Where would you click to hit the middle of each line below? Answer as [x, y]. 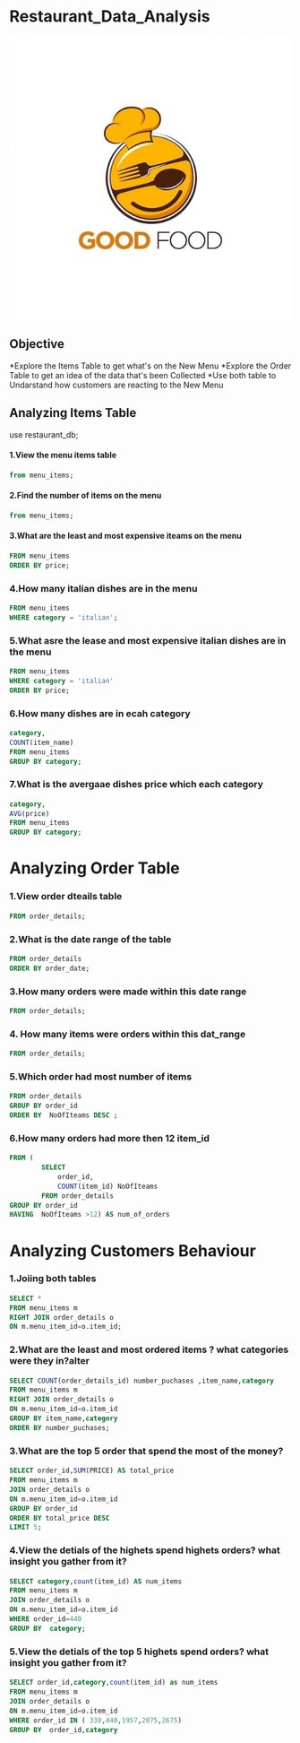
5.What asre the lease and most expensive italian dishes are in [148, 640]
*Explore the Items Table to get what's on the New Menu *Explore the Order [150, 366]
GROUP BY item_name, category [64, 1418]
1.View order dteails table [66, 897]
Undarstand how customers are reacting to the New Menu [116, 385]
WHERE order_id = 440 [46, 1619]
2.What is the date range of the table [90, 939]
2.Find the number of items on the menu [86, 496]
